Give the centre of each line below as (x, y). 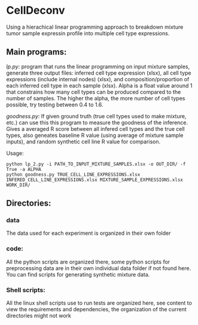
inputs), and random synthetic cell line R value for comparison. (83, 142)
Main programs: (36, 52)
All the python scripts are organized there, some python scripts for (88, 262)
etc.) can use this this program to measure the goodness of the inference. (97, 122)
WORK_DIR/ (19, 185)
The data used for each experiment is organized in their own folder (89, 233)
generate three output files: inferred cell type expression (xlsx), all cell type (99, 73)
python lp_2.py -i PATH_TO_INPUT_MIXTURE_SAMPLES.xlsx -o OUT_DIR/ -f (96, 164)
